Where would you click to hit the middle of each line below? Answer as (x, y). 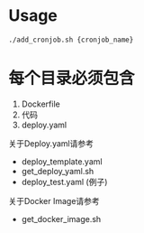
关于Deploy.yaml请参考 (51, 143)
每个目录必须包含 (72, 79)
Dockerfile (40, 104)
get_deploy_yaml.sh (58, 171)
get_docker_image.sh (61, 219)
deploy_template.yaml (62, 161)
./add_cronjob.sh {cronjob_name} (71, 40)
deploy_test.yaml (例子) (64, 182)
